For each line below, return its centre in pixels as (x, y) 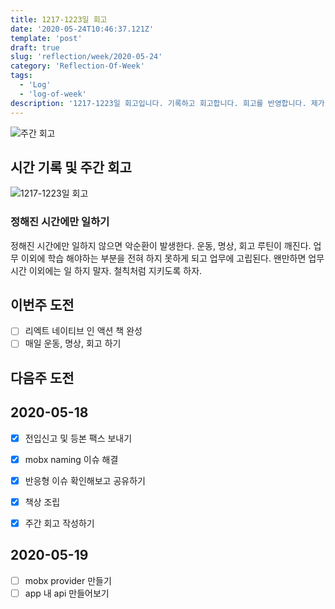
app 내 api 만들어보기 (67, 593)
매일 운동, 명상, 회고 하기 (73, 343)
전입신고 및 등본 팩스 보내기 (78, 438)
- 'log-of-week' (53, 94)
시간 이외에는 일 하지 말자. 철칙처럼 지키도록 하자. (106, 270)
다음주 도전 (42, 377)
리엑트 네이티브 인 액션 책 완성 (83, 331)
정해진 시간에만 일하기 (60, 222)
